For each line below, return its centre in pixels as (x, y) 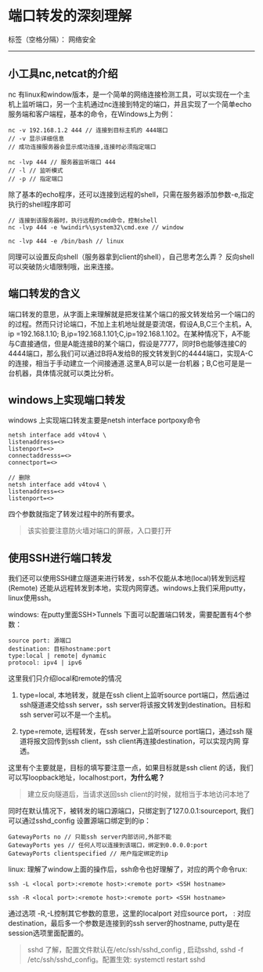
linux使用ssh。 (32, 598)
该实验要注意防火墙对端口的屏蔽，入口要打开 (99, 531)
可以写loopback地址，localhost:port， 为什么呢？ (86, 777)
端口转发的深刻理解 (70, 16)
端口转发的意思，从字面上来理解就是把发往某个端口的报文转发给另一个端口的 (131, 314)
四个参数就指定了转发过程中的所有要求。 (73, 514)
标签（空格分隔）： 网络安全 (52, 39)
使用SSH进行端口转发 (60, 558)
